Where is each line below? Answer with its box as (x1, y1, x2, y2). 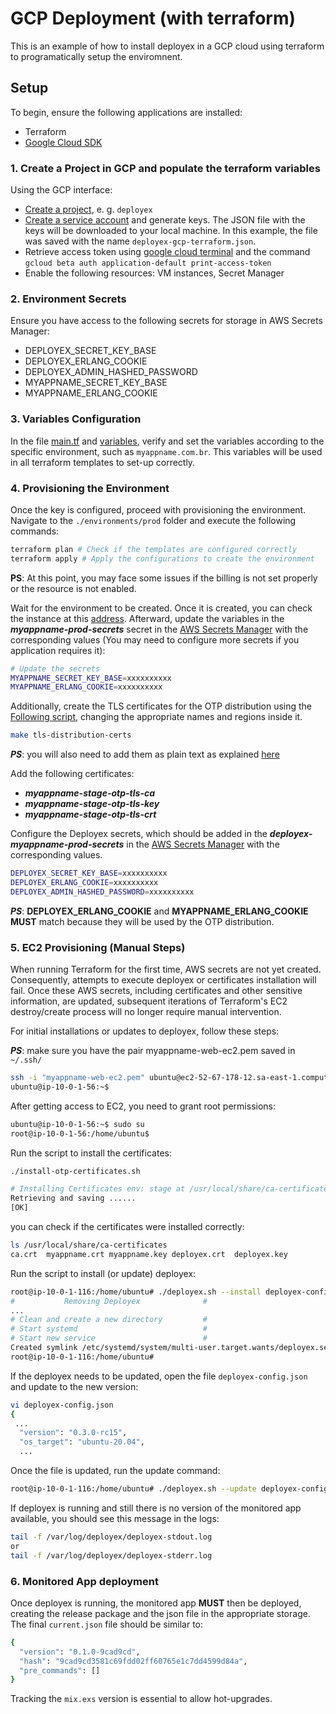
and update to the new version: (10, 1380, 139, 1392)
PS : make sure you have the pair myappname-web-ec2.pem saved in (10, 1045, 296, 1057)
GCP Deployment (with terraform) (10, 7, 297, 30)
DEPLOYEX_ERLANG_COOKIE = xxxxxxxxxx (10, 878, 159, 888)
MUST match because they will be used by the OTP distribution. (10, 915, 275, 927)
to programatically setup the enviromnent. (10, 50, 183, 62)
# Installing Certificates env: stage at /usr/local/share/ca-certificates (10, 1184, 333, 1194)
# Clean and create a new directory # (10, 1315, 208, 1325)
